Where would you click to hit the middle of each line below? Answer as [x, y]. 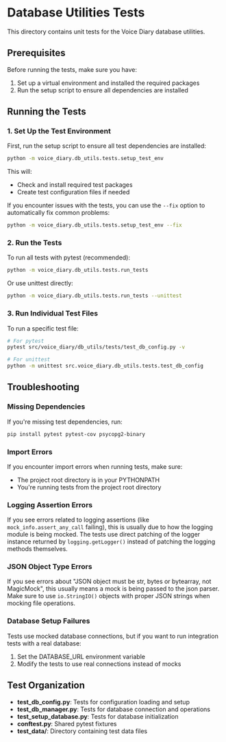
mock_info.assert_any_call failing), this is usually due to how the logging [110, 527]
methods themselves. [38, 549]
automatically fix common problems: [59, 213]
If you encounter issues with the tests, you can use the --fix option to [106, 205]
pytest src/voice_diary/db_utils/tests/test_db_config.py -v [96, 347]
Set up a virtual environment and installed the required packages [108, 83]
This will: [20, 172]
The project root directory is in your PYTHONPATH [88, 480]
